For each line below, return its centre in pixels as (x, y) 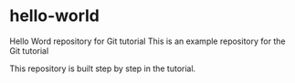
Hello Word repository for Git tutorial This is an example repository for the (147, 41)
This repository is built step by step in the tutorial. (103, 68)
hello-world (55, 16)
